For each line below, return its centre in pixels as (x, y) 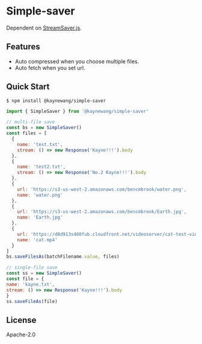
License (21, 320)
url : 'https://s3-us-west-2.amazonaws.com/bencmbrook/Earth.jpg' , (102, 212)
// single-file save (32, 268)
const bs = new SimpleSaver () (44, 128)
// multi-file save (31, 122)
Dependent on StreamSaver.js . (44, 28)
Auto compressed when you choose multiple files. (77, 61)
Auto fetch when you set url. (50, 68)
